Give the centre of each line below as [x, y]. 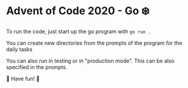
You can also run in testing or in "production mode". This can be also [90, 61]
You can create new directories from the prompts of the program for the [94, 43]
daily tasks [19, 49]
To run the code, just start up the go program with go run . [79, 31]
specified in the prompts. [37, 67]
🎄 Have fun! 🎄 [23, 78]
